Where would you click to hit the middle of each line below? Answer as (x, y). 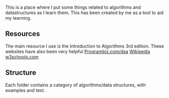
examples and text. (25, 90)
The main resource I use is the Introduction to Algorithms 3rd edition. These (85, 46)
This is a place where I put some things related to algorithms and (73, 7)
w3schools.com (22, 57)
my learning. (18, 18)
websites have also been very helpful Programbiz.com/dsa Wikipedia (78, 51)
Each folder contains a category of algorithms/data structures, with (76, 85)
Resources (23, 34)
